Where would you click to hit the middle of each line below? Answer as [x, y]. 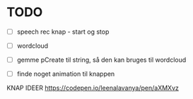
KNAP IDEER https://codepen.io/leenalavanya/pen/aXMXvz [93, 88]
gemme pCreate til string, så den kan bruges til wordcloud [101, 60]
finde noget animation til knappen [66, 74]
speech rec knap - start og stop [63, 32]
